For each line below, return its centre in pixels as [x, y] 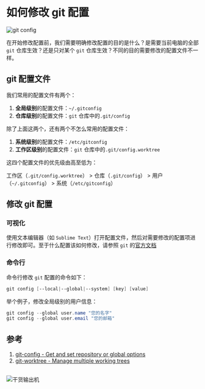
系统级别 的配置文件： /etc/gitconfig [61, 142]
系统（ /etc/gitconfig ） [86, 183]
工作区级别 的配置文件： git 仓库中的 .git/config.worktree [88, 149]
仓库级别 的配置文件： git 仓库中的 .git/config [72, 115]
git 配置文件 [28, 79]
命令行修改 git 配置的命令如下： [47, 277]
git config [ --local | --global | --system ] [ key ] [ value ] [77, 289]
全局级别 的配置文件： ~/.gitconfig [58, 108]
